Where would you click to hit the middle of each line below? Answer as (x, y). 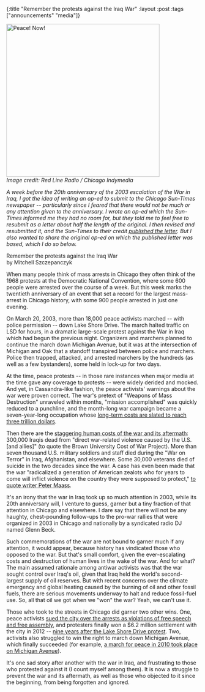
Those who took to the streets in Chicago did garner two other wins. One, (99, 612)
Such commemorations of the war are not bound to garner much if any (95, 541)
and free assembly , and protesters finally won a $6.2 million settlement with (102, 625)
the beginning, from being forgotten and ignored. (68, 682)
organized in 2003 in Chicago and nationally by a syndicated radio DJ (94, 523)
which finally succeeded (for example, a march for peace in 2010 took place (102, 644)
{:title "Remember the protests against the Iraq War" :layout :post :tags (95, 9)
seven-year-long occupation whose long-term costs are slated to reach (96, 415)
